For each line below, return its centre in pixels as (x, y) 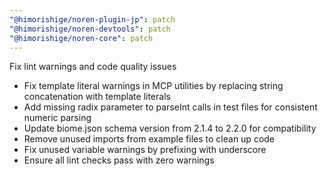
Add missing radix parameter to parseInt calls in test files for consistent (170, 107)
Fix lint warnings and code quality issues (93, 67)
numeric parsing (57, 118)
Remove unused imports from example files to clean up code (149, 139)
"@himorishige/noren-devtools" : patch (90, 29)
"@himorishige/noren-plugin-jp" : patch (92, 19)
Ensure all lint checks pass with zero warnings (119, 160)
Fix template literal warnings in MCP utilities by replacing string (153, 86)
